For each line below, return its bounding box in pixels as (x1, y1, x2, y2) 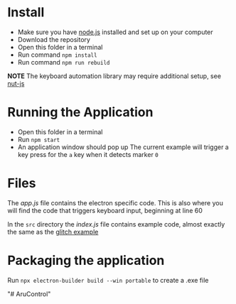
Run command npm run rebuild (17, 58, 110, 66)
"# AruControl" (7, 289, 51, 298)
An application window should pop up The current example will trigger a (17, 143, 229, 151)
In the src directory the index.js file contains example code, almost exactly (7, 219, 225, 228)
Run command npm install (17, 50, 97, 59)
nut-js (7, 79, 25, 87)
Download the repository (17, 35, 91, 43)
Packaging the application (7, 253, 165, 268)
